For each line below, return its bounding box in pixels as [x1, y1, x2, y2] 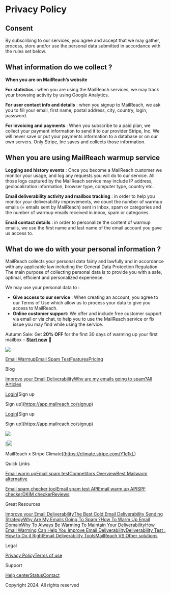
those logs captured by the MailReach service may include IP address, [5, 177, 153, 184]
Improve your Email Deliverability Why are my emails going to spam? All [5, 376, 153, 382]
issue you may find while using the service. [12, 321, 103, 327]
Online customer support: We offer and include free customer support [12, 311, 162, 317]
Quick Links [5, 460, 30, 467]
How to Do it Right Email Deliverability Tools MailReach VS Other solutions [5, 533, 158, 539]
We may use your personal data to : [5, 285, 80, 291]
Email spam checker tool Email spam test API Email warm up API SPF [5, 486, 146, 492]
